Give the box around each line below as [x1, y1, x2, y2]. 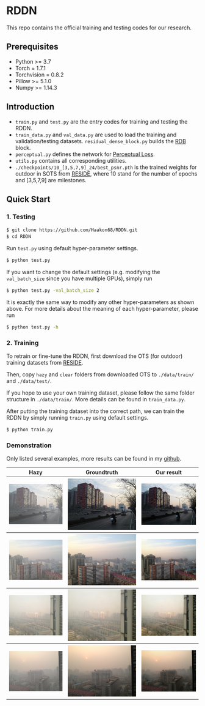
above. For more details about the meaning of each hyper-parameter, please [6, 305, 198, 312]
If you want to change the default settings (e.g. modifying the [6, 268, 160, 275]
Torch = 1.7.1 [15, 64, 46, 72]
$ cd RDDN [6, 234, 32, 240]
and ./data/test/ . [6, 377, 52, 384]
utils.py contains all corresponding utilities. [15, 157, 127, 164]
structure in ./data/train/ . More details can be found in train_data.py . [6, 395, 186, 403]
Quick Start [6, 194, 51, 204]
